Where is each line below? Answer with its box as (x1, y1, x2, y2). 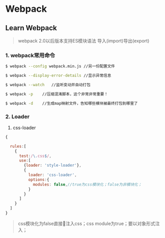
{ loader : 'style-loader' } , (24, 163, 82, 168)
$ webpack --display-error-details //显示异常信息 (5, 73, 112, 78)
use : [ (19, 158, 31, 163)
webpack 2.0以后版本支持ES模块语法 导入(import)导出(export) (17, 38, 150, 44)
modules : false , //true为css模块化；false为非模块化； (32, 182, 142, 187)
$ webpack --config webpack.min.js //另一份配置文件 (5, 64, 115, 69)
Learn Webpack (5, 24, 58, 32)
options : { (28, 177, 50, 182)
